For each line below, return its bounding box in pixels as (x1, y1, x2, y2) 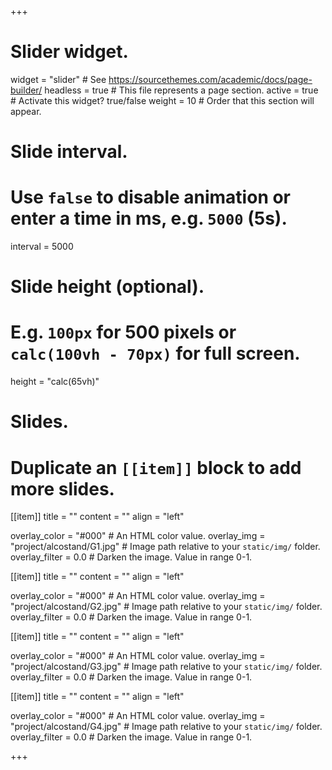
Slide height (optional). (10, 276, 205, 298)
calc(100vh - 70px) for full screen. (10, 342, 301, 365)
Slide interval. (10, 141, 128, 163)
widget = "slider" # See (10, 73, 107, 85)
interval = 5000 (10, 241, 74, 253)
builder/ (10, 84, 43, 96)
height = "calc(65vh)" (10, 376, 100, 388)
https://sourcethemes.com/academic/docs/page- (108, 73, 313, 85)
